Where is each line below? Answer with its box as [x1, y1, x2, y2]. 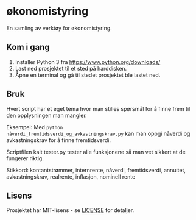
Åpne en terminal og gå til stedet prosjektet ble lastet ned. [15, 71, 161, 79]
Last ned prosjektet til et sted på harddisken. [15, 65, 127, 72]
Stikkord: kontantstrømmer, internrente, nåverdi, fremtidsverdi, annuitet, [6, 166, 186, 174]
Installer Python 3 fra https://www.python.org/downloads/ [15, 58, 161, 65]
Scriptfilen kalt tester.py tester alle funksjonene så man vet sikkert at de [6, 148, 186, 155]
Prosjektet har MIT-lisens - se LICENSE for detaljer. [6, 207, 135, 214]
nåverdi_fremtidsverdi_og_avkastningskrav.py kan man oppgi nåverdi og [6, 130, 191, 137]
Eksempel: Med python [6, 123, 63, 130]
